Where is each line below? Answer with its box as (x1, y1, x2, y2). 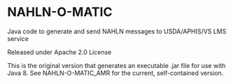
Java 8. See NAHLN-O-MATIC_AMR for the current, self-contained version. (7, 69, 224, 77)
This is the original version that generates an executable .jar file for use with (7, 61, 226, 69)
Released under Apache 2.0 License (7, 48, 112, 56)
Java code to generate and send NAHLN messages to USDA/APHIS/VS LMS (7, 27, 227, 35)
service (7, 34, 29, 42)
